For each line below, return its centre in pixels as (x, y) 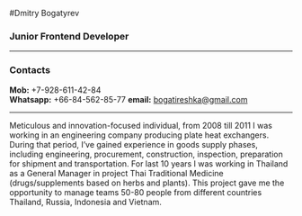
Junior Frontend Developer (69, 36)
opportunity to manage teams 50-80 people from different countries (136, 192)
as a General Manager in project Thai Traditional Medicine (117, 173)
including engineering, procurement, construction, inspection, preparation (146, 154)
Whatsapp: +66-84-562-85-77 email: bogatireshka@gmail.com (129, 99)
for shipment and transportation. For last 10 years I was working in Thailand (149, 163)
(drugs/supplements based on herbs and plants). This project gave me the (147, 183)
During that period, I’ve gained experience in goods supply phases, (133, 144)
